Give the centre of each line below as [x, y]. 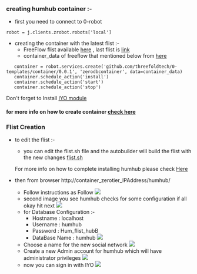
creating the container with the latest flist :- [67, 44]
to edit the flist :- [35, 140]
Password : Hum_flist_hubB [65, 231]
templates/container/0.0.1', [42, 72]
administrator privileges [52, 258]
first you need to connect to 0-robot [58, 22]
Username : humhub [57, 225]
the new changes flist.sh [53, 157]
